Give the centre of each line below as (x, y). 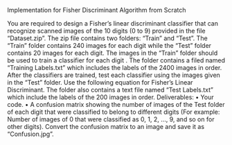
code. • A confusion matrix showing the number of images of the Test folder (116, 104)
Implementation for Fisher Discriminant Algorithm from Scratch (97, 10)
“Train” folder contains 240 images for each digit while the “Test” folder (109, 45)
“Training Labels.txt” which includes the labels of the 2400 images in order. (115, 68)
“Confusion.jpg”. (30, 134)
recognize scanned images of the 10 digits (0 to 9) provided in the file (106, 31)
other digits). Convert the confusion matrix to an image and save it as (106, 127)
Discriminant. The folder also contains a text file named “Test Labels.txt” (110, 90)
